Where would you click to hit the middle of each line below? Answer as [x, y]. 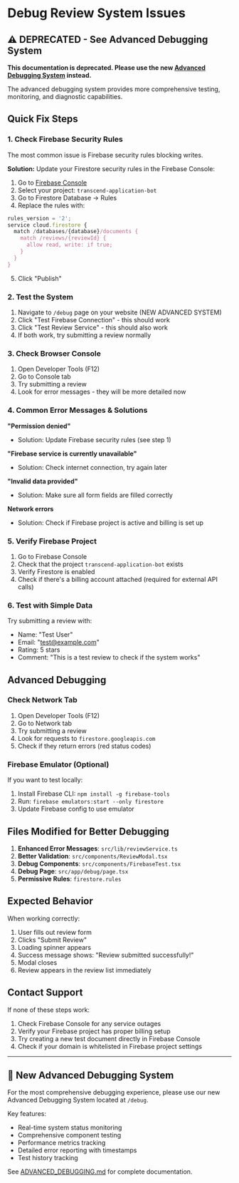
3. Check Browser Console [54, 353]
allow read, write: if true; [69, 245]
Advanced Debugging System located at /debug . [78, 1100]
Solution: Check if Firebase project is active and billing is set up [111, 523]
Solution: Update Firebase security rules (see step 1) [95, 439]
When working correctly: [44, 918]
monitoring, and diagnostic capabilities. [65, 97]
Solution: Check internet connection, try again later [92, 467]
